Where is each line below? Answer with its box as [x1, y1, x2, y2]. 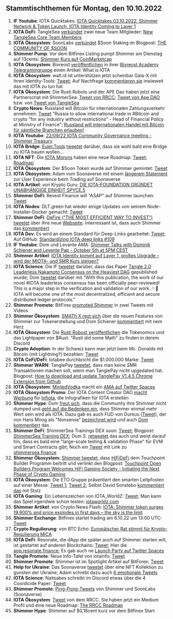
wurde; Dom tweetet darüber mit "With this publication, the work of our [13, 274, 164, 280]
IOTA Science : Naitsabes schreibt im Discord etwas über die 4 [13, 575, 146, 581]
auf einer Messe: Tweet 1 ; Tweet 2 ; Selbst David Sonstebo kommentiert [13, 482, 165, 488]
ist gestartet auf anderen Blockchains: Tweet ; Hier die [13, 542, 127, 548]
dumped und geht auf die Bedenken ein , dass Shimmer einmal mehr [13, 405, 157, 411]
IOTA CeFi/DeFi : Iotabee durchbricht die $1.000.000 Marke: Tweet [13, 357, 154, 363]
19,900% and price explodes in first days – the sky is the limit [13, 509, 143, 515]
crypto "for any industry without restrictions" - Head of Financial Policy [13, 116, 164, 122]
